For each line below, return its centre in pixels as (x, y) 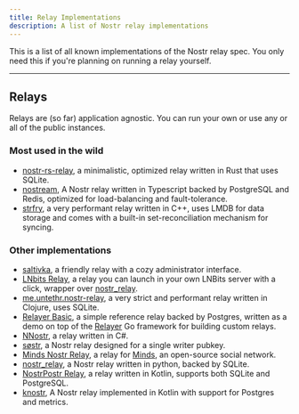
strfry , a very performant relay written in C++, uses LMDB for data (143, 208)
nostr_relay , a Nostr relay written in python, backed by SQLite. (136, 364)
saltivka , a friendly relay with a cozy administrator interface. (132, 269)
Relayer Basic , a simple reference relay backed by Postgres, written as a (154, 316)
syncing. (38, 227)
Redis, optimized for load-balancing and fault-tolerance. (125, 199)
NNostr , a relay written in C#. (75, 336)
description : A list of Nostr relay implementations (109, 26)
